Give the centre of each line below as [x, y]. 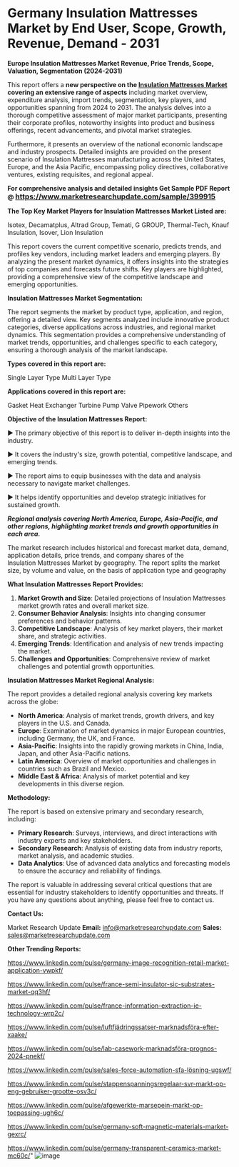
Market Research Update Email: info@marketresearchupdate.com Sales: [115, 927]
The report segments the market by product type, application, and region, [116, 311]
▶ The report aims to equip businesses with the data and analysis [104, 476]
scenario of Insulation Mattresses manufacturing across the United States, [117, 159]
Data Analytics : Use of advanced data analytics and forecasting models [124, 863]
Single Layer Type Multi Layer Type [59, 377]
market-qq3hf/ [29, 991]
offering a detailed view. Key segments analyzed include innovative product [118, 319]
